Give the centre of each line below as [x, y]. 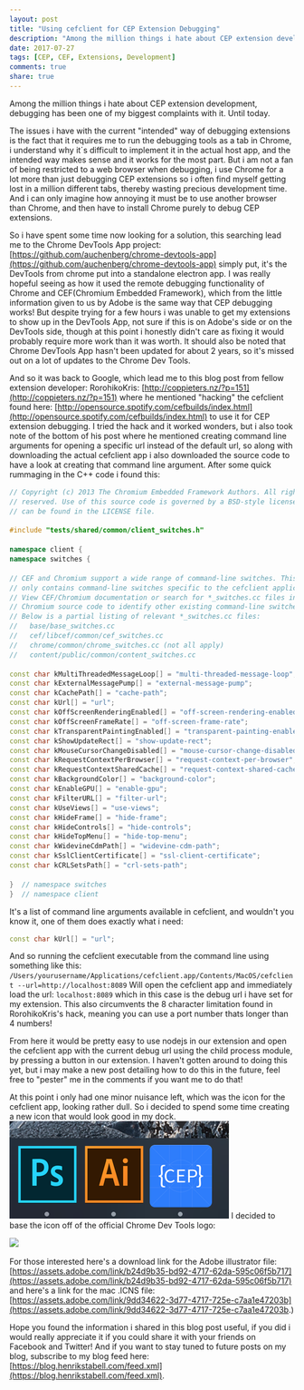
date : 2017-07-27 [42, 48]
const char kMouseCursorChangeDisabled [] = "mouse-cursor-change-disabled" [155, 750]
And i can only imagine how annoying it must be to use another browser [143, 198]
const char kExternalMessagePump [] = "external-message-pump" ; [131, 684]
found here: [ [33, 406]
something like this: [46, 965]
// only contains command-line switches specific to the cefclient [139, 588]
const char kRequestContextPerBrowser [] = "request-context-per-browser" [152, 760]
